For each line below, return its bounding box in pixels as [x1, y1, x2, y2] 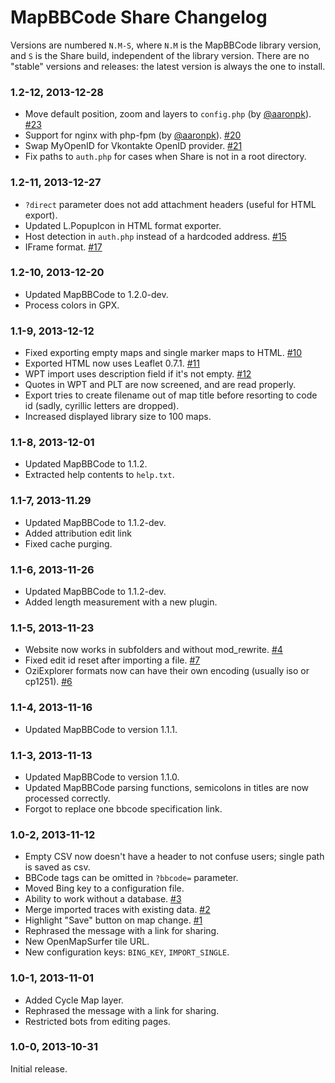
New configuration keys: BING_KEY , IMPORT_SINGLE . [24, 946, 230, 958]
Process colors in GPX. [24, 299, 120, 311]
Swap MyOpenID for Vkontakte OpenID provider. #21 [24, 140, 243, 152]
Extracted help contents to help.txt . [24, 469, 175, 481]
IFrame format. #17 [24, 241, 103, 253]
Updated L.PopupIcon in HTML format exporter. [24, 219, 222, 231]
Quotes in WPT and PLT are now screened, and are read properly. [24, 379, 297, 391]
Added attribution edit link [24, 527, 132, 539]
